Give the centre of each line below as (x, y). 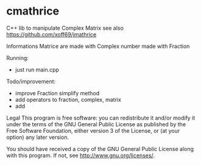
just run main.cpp (37, 69)
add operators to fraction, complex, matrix (68, 99)
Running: (18, 58)
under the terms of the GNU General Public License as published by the (96, 124)
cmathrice (33, 11)
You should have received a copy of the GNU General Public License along (100, 149)
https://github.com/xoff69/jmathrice (51, 34)
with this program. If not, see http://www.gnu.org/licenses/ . (81, 155)
